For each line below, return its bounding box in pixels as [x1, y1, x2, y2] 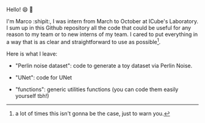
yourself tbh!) [15, 92, 49, 99]
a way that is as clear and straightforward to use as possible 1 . [6, 37, 161, 45]
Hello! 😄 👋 [6, 6, 34, 13]
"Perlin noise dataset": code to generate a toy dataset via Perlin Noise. [15, 62, 193, 69]
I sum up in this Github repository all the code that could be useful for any [6, 24, 191, 31]
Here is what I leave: [6, 50, 58, 58]
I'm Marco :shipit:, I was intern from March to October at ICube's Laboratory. [6, 18, 199, 24]
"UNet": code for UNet [15, 73, 72, 81]
